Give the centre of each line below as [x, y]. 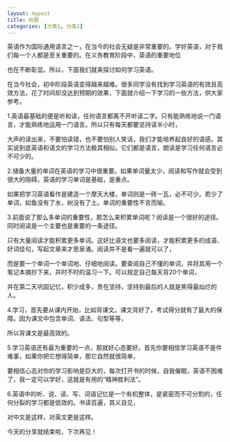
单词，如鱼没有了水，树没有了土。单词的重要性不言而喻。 [88, 202]
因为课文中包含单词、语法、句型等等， [73, 318]
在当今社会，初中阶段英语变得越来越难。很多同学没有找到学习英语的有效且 [112, 84]
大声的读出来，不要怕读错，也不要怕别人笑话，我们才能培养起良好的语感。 [112, 139]
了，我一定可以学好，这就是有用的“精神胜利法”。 [76, 380]
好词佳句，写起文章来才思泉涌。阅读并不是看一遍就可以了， [91, 249]
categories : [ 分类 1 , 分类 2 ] [45, 26]
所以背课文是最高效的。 [40, 333]
